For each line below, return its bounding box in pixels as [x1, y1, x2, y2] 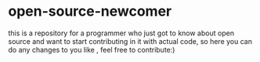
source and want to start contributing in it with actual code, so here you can [8, 36, 253, 46]
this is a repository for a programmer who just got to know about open [8, 28, 235, 38]
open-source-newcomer [8, 2, 172, 20]
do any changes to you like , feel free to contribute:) [8, 45, 175, 54]
